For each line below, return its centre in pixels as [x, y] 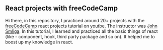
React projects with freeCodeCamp [62, 8]
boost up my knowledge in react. [39, 42]
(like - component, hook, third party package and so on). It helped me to [80, 36]
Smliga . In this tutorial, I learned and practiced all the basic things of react [81, 31]
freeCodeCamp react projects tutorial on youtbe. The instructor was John [81, 26]
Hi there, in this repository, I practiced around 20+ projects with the [75, 20]
